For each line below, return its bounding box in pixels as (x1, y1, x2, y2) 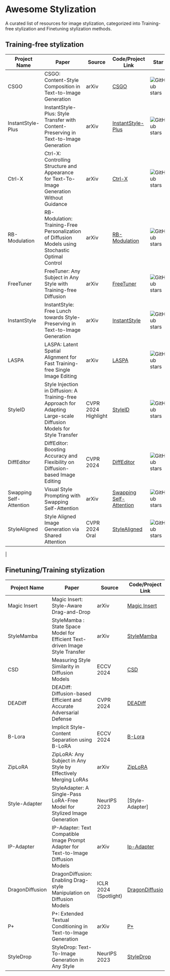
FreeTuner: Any (44, 267, 81, 274)
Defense (51, 715, 72, 722)
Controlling (44, 156, 71, 163)
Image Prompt (51, 836, 86, 843)
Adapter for (51, 843, 79, 850)
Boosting (44, 446, 66, 453)
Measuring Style (51, 656, 91, 663)
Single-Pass (51, 790, 81, 797)
